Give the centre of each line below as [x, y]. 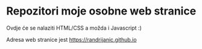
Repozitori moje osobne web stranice [101, 11]
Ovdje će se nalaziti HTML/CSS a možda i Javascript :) [74, 28]
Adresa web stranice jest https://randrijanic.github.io [71, 39]
